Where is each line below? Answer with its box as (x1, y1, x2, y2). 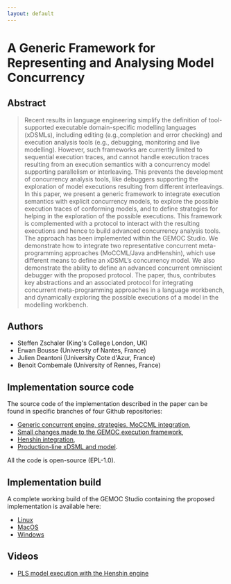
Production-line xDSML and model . (17, 443, 118, 451)
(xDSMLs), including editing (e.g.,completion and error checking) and (24, 130, 223, 139)
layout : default (7, 10, 54, 17)
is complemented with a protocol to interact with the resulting (24, 219, 200, 227)
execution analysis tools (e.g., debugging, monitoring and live (24, 138, 200, 146)
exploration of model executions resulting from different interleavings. (24, 182, 224, 190)
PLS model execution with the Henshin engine (17, 569, 149, 577)
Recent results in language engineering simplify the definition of (24, 115, 207, 124)
